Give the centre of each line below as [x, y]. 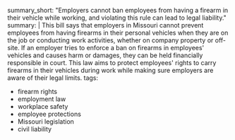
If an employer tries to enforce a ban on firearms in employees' [113, 48]
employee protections [49, 114]
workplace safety [43, 106]
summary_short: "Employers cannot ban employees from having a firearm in [118, 10]
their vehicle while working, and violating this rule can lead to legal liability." [117, 18]
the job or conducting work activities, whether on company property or [110, 40]
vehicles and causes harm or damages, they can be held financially [105, 55]
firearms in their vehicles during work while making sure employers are [110, 70]
